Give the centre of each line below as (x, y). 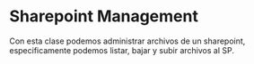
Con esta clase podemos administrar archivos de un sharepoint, (127, 41)
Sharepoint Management (104, 16)
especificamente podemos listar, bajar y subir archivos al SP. (122, 50)
